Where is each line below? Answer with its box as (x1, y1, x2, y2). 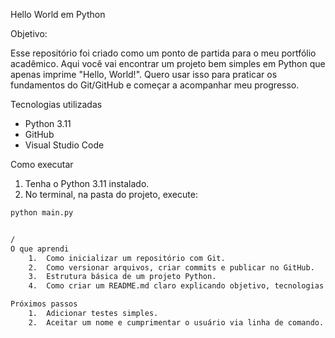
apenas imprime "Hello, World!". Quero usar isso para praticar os (10, 69, 278, 80)
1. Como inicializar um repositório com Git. (28, 253, 226, 263)
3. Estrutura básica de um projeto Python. (28, 272, 217, 282)
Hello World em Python (10, 9, 106, 20)
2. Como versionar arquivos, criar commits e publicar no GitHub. (28, 262, 315, 273)
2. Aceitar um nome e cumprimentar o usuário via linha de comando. (28, 317, 325, 328)
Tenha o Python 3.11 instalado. (24, 178, 150, 189)
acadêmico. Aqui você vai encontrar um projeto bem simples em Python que (10, 58, 326, 69)
